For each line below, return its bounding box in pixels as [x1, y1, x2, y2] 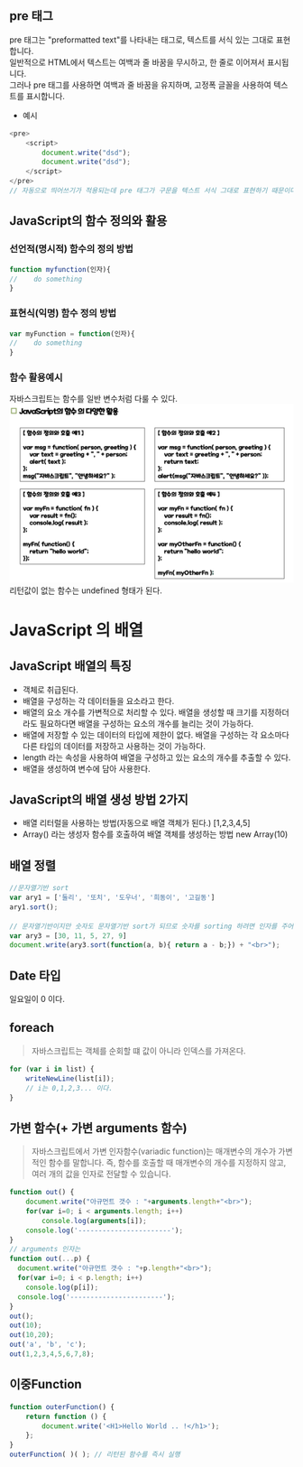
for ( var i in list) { [9, 1064, 95, 1073]
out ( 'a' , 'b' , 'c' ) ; [9, 1340, 87, 1350]
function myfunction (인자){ [9, 265, 111, 274]
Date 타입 [9, 968, 61, 983]
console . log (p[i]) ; [25, 1283, 99, 1292]
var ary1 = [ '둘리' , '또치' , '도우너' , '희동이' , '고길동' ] [9, 893, 216, 902]
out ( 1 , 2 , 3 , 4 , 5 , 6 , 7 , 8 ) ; [9, 1350, 95, 1359]
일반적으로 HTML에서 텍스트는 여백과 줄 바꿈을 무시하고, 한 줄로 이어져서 [9, 57, 265, 68]
